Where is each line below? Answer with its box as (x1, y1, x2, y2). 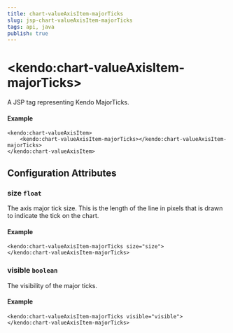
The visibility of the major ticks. (7, 281, 98, 290)
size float (7, 188, 42, 198)
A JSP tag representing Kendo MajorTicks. (7, 98, 129, 107)
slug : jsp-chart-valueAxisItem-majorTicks (7, 17, 133, 24)
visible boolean (7, 266, 58, 276)
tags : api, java (7, 23, 55, 30)
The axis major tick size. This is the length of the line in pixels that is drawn (7, 204, 223, 212)
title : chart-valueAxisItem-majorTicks (7, 10, 124, 18)
